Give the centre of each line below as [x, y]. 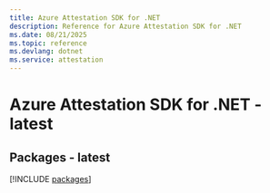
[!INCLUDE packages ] [50, 179]
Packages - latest [60, 157]
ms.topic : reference [49, 43]
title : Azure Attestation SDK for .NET [85, 18]
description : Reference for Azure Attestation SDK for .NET [126, 26]
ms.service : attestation [56, 60]
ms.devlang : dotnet [46, 52]
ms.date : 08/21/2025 [49, 34]
